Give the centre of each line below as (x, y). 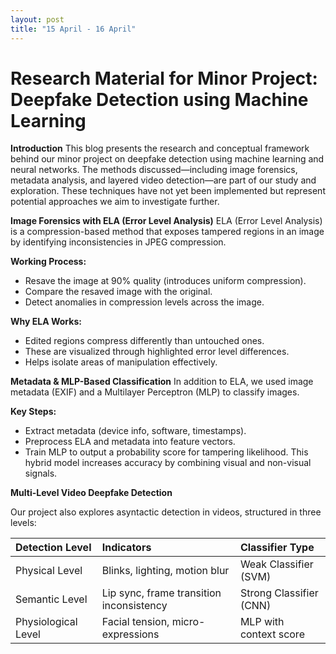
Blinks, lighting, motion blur (165, 571)
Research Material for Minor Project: (164, 78)
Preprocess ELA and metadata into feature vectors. (130, 442)
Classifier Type (277, 548)
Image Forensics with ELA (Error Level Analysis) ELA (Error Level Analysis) (166, 221)
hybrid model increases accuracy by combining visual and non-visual (168, 463)
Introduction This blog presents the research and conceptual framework (160, 148)
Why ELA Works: (46, 322)
